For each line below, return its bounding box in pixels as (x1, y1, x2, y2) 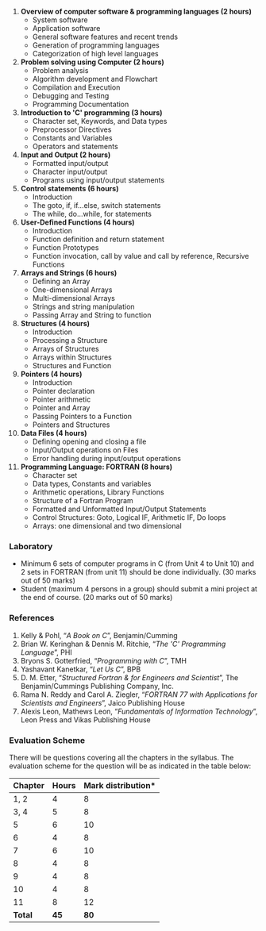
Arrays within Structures (32, 352, 112, 362)
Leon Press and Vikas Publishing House (20, 714, 151, 725)
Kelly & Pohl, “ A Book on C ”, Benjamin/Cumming (20, 630, 178, 640)
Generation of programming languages (32, 40, 160, 50)
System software (32, 15, 88, 25)
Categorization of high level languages (32, 49, 159, 58)
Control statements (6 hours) (20, 184, 119, 193)
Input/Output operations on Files (32, 445, 139, 455)
